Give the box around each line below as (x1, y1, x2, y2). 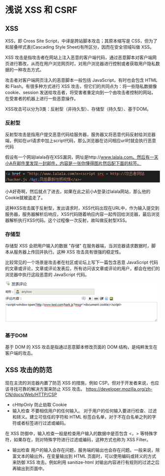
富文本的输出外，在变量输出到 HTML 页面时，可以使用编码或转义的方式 (12, 453, 156, 459)
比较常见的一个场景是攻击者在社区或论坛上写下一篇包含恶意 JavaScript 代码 (5, 260, 159, 265)
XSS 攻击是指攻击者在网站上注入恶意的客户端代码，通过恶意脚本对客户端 (5, 54, 153, 60)
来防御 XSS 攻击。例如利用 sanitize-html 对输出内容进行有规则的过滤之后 (12, 459, 160, 465)
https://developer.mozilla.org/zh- (85, 386, 153, 392)
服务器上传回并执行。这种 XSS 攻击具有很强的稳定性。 (13, 249, 124, 255)
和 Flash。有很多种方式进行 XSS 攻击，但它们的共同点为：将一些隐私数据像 (5, 83, 157, 89)
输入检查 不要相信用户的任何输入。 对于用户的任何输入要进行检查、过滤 (12, 408, 157, 414)
